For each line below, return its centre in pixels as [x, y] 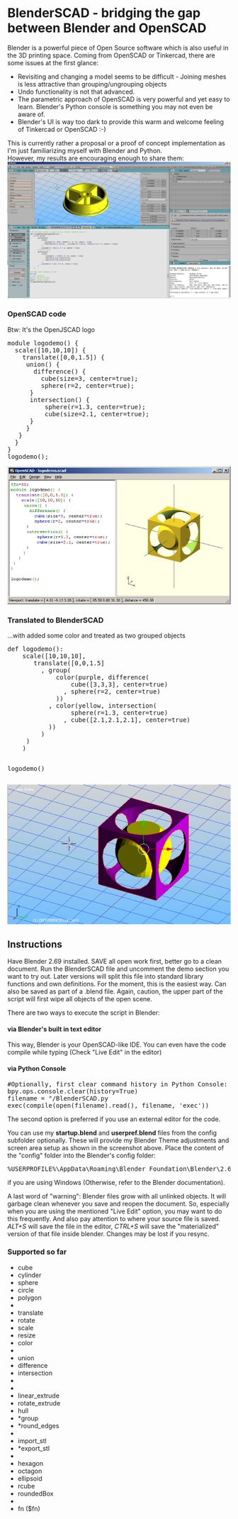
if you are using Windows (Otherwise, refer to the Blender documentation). [116, 1182]
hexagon [30, 1463]
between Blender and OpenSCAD [107, 28]
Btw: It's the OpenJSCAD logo [51, 329]
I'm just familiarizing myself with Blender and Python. [85, 150]
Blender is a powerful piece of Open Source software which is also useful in [118, 48]
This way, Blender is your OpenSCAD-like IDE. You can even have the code [117, 1045]
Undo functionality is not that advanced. [76, 91]
